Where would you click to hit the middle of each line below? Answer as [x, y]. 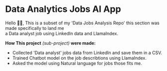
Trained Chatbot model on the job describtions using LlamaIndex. [80, 58]
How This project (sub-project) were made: [51, 43]
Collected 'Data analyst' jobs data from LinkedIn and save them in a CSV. [87, 53]
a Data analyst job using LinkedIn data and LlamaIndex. [62, 33]
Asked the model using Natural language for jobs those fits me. [77, 63]
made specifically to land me [35, 28]
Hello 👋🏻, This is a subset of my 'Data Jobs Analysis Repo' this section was [82, 23]
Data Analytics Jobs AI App [63, 9]
